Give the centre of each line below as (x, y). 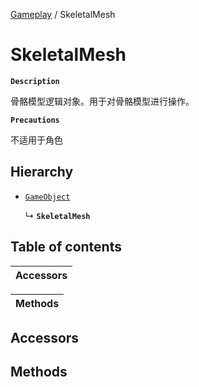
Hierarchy (42, 172)
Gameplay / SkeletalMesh (63, 14)
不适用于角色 (36, 140)
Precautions (35, 120)
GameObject (47, 197)
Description (35, 81)
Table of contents (66, 247)
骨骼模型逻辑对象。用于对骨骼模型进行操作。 (102, 101)
